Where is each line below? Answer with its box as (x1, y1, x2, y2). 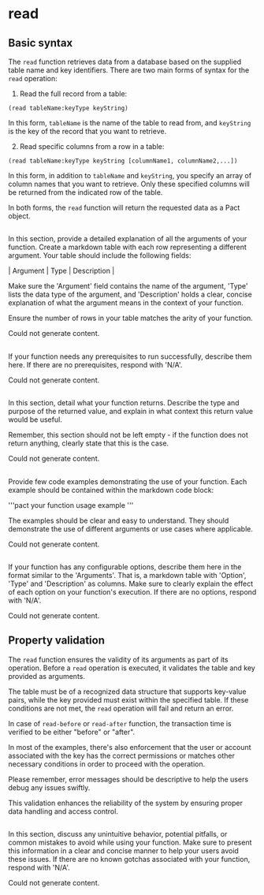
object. (8, 211, 32, 221)
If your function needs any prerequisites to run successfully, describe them (8, 352, 252, 361)
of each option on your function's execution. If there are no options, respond (8, 587, 257, 596)
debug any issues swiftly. (8, 782, 91, 792)
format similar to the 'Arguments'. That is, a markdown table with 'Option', (8, 570, 247, 580)
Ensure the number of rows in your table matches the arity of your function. (8, 313, 254, 323)
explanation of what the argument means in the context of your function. (8, 298, 244, 308)
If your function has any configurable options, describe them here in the (8, 561, 242, 572)
